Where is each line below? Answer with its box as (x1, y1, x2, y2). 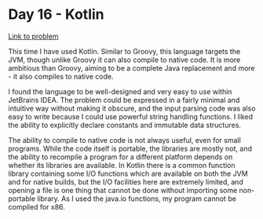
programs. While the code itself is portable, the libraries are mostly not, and (8, 144, 253, 153)
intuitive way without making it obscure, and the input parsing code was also (8, 104, 256, 113)
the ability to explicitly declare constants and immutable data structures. (8, 120, 242, 130)
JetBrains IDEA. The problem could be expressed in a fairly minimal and (8, 95, 240, 104)
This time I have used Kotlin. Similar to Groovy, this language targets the (8, 46, 241, 56)
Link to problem (8, 31, 59, 41)
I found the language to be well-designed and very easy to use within (8, 86, 232, 96)
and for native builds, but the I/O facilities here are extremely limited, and (8, 177, 243, 186)
